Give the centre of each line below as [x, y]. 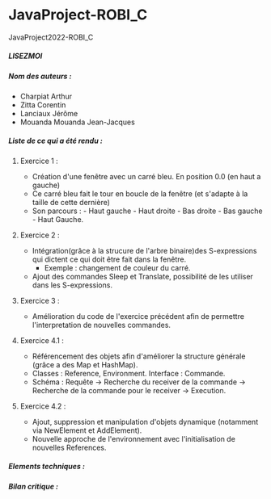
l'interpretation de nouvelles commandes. [102, 325]
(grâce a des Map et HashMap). [85, 365]
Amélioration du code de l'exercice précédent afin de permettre [138, 317]
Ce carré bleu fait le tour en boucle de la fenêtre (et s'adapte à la [140, 194]
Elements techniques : [47, 466]
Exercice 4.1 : [42, 341]
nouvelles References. [69, 448]
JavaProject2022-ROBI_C [51, 37]
